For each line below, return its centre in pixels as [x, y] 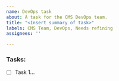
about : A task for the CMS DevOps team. [57, 17]
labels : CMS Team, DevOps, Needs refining [59, 28]
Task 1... [25, 72]
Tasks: [16, 60]
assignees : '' [24, 34]
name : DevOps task [29, 12]
